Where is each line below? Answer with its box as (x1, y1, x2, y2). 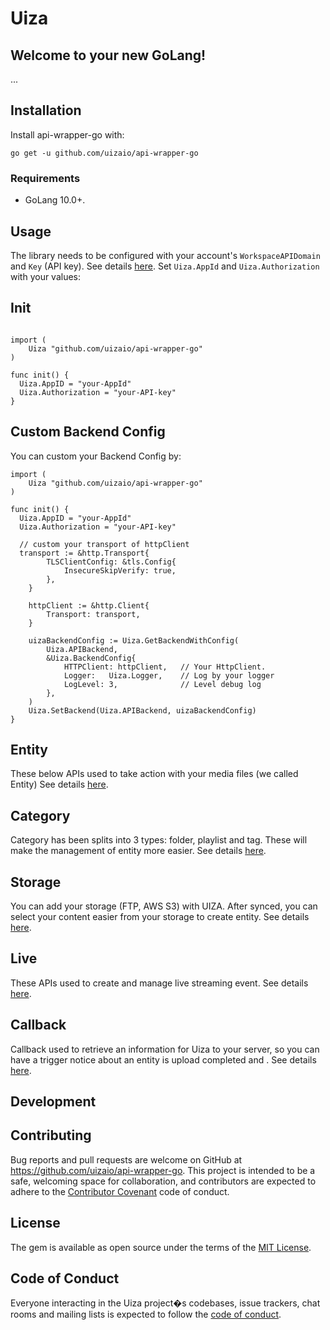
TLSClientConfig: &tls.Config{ (46, 557, 177, 567)
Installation (10, 102, 82, 119)
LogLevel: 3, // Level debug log (63, 679, 262, 689)
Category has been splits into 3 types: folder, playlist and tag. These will (10, 834, 308, 846)
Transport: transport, (46, 609, 141, 619)
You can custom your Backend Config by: (10, 450, 182, 462)
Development (10, 1093, 97, 1110)
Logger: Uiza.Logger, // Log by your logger (63, 670, 275, 681)
